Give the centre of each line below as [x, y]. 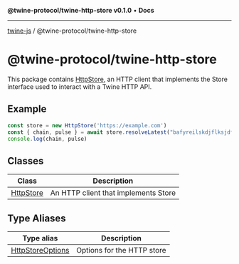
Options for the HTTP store [121, 250]
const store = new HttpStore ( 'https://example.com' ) [87, 125]
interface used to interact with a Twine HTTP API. [80, 86]
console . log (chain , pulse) [47, 139]
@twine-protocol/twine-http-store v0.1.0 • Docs [81, 10]
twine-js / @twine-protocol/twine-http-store [72, 31]
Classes [26, 160]
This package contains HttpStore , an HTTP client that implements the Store [117, 79]
